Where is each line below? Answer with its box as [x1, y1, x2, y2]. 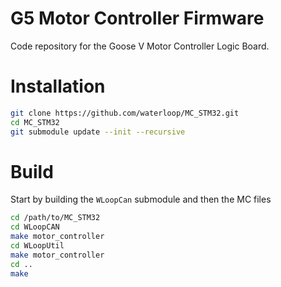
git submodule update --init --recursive [10, 127, 186, 137]
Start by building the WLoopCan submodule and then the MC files [10, 193, 272, 206]
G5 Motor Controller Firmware [10, 7, 265, 30]
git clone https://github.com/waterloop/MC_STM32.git [10, 108, 240, 118]
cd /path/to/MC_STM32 [10, 213, 101, 223]
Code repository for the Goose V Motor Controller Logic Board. [10, 40, 270, 52]
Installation [10, 75, 106, 98]
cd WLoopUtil [10, 241, 65, 251]
